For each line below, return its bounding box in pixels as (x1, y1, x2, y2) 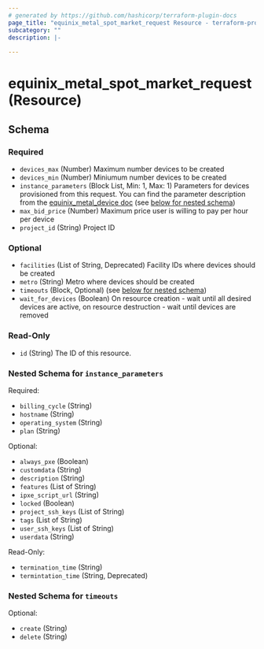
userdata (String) (19, 532, 75, 541)
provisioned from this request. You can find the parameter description (19, 190, 246, 198)
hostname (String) (19, 409, 75, 418)
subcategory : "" (8, 26, 61, 34)
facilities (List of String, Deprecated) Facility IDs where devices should (19, 261, 255, 270)
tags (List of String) (19, 515, 82, 525)
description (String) (19, 473, 85, 483)
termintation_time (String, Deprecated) (19, 570, 148, 580)
